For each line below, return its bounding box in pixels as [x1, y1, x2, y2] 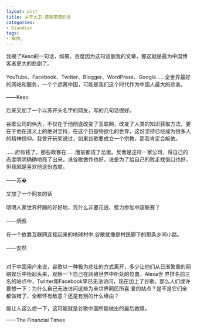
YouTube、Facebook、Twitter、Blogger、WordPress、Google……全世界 [6, 74, 181, 80]
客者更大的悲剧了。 [6, 60, 53, 67]
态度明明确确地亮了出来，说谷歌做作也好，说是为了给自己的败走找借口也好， [6, 156, 191, 163]
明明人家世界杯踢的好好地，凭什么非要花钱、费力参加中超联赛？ [6, 204, 160, 211]
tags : [6, 30, 19, 36]
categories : [6, 19, 35, 25]
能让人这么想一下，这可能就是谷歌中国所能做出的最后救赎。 [6, 305, 150, 312]
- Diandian [6, 25, 33, 31]
